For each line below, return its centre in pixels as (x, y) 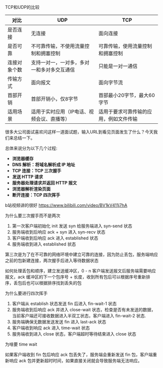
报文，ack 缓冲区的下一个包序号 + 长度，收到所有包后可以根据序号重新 (76, 277)
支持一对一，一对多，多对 (60, 62)
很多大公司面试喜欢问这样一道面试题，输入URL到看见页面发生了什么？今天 (79, 132)
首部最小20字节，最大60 (127, 95)
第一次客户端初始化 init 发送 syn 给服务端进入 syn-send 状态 (72, 226)
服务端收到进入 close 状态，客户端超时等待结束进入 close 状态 (74, 334)
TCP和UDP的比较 (22, 7)
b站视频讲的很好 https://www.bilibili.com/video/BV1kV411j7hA (66, 205)
